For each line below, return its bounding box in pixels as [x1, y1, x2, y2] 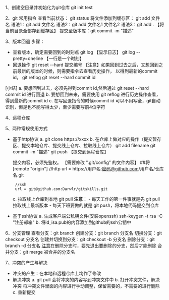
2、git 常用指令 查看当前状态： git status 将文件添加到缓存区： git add [5, 15, 150, 21]
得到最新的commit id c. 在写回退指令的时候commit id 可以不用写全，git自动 [5, 98, 160, 103]
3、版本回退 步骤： [5, 38, 45, 44]
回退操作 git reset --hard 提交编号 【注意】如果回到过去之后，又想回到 [12, 62, 159, 68]
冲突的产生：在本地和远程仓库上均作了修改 [12, 270, 101, 276]
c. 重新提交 [12, 289, 36, 295]
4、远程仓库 [5, 115, 31, 121]
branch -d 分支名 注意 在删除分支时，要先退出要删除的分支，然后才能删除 [5, 243, 157, 249]
